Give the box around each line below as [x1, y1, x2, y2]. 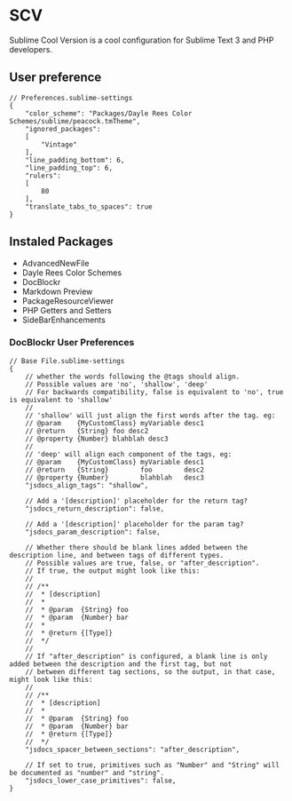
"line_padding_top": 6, [25, 163, 114, 172]
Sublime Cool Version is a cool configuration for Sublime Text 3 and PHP [9, 35, 274, 45]
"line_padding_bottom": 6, [25, 155, 125, 164]
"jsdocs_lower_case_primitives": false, [25, 776, 177, 785]
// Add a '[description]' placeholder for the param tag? [25, 519, 244, 528]
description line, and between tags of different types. [9, 551, 225, 559]
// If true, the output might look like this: [25, 566, 201, 575]
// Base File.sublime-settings [9, 356, 125, 365]
